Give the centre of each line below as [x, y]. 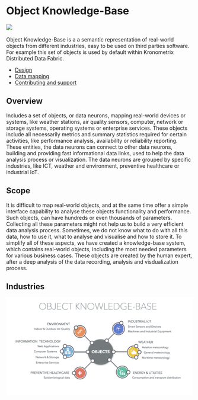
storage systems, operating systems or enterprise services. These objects [97, 128]
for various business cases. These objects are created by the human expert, [99, 255]
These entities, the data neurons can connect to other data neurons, [90, 147]
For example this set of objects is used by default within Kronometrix [90, 52]
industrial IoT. [23, 172]
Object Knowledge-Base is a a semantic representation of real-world [90, 39]
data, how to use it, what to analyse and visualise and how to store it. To [94, 236]
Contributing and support [46, 82]
